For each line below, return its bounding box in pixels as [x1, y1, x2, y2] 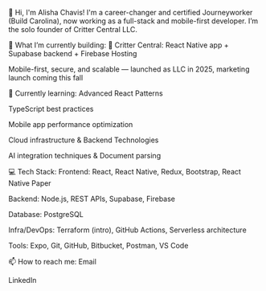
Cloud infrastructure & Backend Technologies [8, 135, 159, 145]
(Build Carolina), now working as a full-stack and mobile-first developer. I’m [8, 16, 259, 26]
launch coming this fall [8, 73, 84, 82]
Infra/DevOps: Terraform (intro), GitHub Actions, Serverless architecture [8, 225, 247, 235]
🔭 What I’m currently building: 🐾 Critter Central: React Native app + [8, 40, 229, 50]
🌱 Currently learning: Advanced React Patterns [8, 88, 163, 98]
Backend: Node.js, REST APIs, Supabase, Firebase [8, 194, 175, 203]
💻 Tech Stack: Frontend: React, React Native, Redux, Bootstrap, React [8, 167, 241, 176]
